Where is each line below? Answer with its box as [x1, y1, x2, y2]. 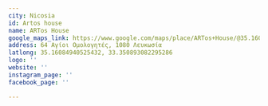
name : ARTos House [8, 26, 69, 34]
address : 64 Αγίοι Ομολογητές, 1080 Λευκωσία [8, 41, 162, 49]
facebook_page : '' [8, 78, 69, 86]
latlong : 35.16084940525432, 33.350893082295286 [8, 49, 173, 57]
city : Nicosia [8, 11, 56, 20]
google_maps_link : [8, 33, 69, 42]
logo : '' [8, 57, 37, 65]
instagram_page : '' [8, 71, 73, 79]
